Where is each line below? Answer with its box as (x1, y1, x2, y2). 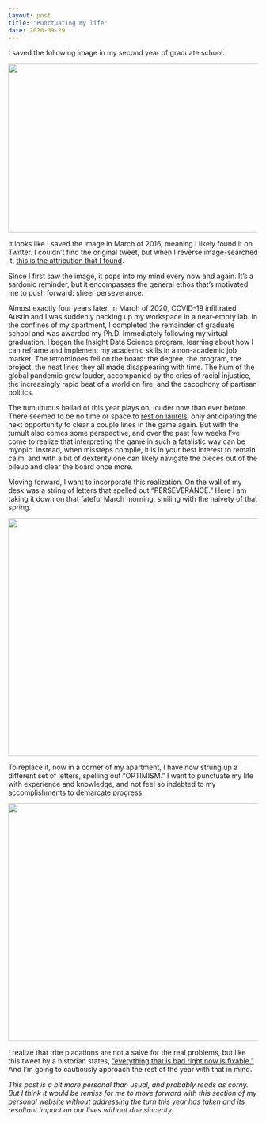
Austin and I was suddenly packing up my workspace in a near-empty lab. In (8, 312, 258, 322)
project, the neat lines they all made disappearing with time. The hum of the (8, 362, 255, 372)
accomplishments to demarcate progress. (8, 788, 144, 797)
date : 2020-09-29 (8, 26, 66, 34)
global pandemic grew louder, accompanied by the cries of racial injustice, (8, 371, 252, 380)
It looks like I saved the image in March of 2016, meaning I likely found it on (8, 239, 253, 249)
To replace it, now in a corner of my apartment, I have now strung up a (8, 762, 238, 773)
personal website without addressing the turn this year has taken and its (8, 1097, 245, 1106)
